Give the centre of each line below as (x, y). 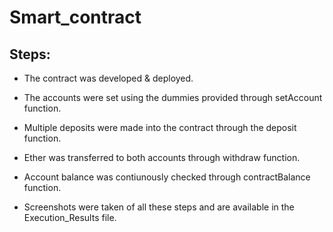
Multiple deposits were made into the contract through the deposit (160, 127)
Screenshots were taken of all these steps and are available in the (159, 207)
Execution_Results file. (70, 217)
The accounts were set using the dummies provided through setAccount (173, 97)
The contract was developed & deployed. (108, 78)
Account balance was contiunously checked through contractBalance (167, 177)
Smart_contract (75, 17)
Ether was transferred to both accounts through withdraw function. (162, 157)
